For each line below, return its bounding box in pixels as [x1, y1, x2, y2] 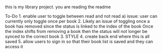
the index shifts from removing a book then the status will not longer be [5, 29, 148, 34]
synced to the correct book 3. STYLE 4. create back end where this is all [5, 33, 150, 39]
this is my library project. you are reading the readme [5, 4, 111, 10]
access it [5, 44, 23, 49]
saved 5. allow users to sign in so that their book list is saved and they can [5, 39, 153, 44]
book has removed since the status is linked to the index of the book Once [5, 23, 154, 29]
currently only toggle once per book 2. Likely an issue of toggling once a [5, 19, 150, 24]
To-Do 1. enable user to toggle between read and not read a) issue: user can [5, 13, 158, 19]
